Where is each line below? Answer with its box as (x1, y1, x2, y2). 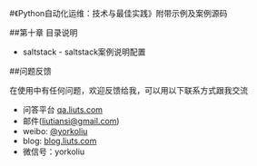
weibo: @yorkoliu (22, 126, 88, 136)
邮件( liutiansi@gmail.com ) (22, 116, 120, 126)
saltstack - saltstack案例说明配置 (22, 46, 146, 57)
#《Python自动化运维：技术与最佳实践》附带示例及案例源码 (9, 8, 228, 18)
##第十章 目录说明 (9, 27, 78, 38)
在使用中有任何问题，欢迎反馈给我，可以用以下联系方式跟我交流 (9, 85, 248, 95)
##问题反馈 (9, 66, 52, 76)
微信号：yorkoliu (22, 146, 85, 157)
